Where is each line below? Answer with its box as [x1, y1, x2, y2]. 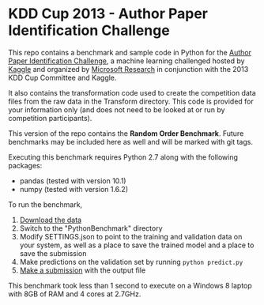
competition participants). [8, 113, 92, 122]
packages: [8, 160, 43, 170]
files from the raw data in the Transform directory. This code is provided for [8, 96, 255, 106]
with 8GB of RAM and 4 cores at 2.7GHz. [8, 289, 141, 299]
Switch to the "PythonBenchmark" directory [19, 223, 164, 233]
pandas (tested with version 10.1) [19, 175, 126, 186]
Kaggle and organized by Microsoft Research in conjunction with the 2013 [8, 64, 249, 73]
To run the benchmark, [8, 199, 83, 209]
